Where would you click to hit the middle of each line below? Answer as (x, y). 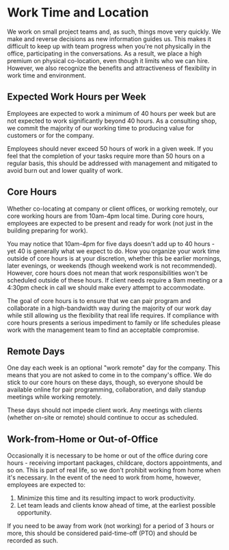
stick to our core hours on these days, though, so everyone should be (105, 383)
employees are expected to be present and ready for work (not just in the (110, 223)
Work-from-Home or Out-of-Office (83, 439)
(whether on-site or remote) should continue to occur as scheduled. (103, 418)
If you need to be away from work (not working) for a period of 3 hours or (111, 526)
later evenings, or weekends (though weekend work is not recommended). (112, 265)
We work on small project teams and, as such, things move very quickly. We (114, 32)
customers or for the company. (51, 135)
